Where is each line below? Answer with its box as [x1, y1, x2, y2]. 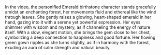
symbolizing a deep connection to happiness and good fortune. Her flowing [5, 34, 156, 40]
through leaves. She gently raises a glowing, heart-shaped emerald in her [5, 14, 151, 20]
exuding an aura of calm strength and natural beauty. [5, 45, 111, 50]
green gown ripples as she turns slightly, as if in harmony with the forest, [5, 40, 150, 45]
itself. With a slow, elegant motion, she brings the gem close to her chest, [5, 30, 151, 35]
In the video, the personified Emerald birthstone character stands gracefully [5, 4, 156, 10]
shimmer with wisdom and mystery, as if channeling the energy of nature [5, 24, 151, 30]
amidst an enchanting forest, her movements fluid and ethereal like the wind [5, 9, 157, 15]
